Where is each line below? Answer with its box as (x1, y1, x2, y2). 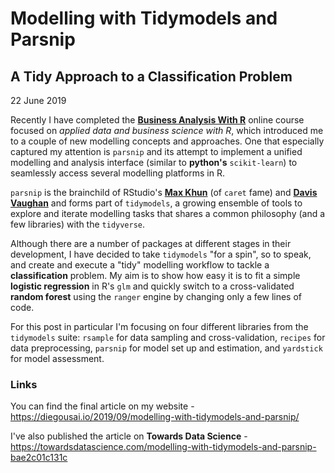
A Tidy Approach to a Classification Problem (10, 68, 293, 85)
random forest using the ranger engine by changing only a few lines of (10, 291, 303, 302)
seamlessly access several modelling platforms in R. (10, 167, 225, 179)
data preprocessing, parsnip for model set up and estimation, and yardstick (10, 342, 323, 354)
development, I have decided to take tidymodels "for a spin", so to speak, (10, 248, 312, 260)
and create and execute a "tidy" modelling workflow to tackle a (10, 259, 270, 271)
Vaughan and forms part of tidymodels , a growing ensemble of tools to (10, 197, 303, 209)
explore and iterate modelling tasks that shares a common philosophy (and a (10, 208, 326, 219)
